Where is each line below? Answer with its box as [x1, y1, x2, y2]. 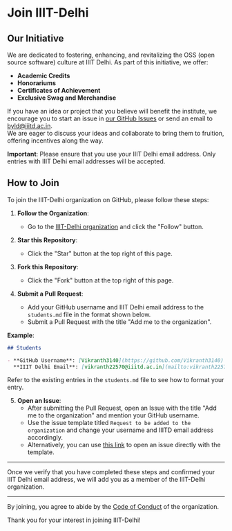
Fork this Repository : [17, 262, 79, 271]
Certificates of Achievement [17, 87, 101, 94]
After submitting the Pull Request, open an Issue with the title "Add [27, 404, 217, 413]
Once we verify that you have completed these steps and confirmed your [7, 468, 215, 476]
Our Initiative [7, 33, 64, 44]
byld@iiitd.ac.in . [7, 122, 53, 129]
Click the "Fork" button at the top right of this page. [27, 276, 174, 285]
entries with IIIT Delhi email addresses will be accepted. [7, 157, 166, 165]
